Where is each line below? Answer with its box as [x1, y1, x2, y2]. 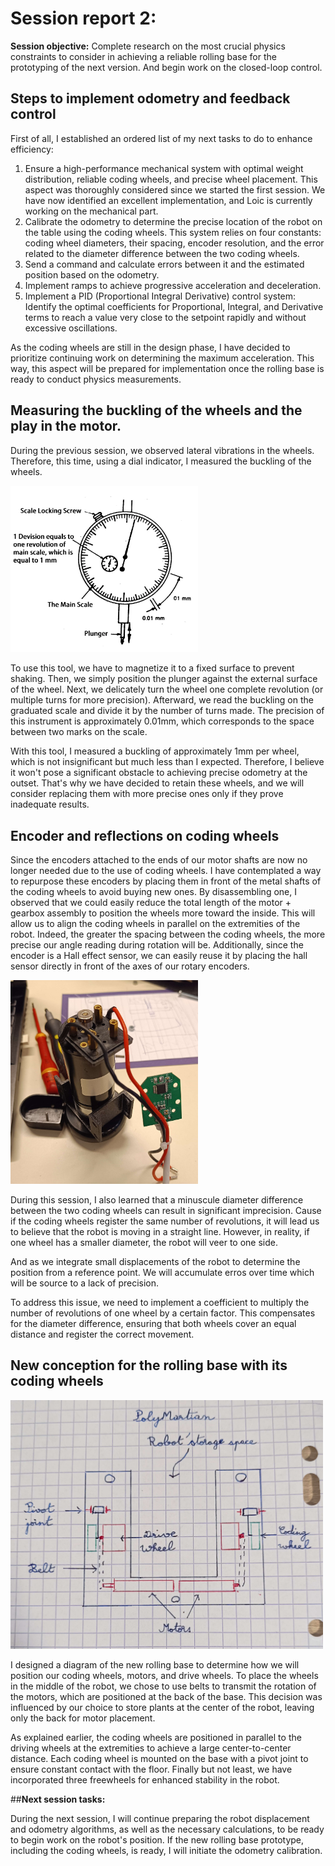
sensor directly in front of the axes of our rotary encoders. [10, 960, 250, 972]
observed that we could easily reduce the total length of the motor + [10, 896, 292, 908]
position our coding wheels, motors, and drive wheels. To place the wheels [10, 1670, 319, 1682]
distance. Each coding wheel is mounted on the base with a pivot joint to [10, 1753, 309, 1765]
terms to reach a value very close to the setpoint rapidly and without [24, 311, 307, 323]
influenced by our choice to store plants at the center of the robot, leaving [10, 1702, 315, 1714]
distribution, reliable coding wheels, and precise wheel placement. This [24, 173, 318, 185]
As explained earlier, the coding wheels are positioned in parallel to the [10, 1732, 302, 1744]
